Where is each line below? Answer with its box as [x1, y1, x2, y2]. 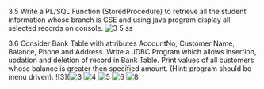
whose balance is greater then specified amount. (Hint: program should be [8, 64, 252, 73]
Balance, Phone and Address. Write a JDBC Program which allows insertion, [8, 47, 257, 56]
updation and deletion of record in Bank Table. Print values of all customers [8, 55, 254, 65]
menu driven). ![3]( [8, 72, 70, 81]
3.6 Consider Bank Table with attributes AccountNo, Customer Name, [8, 39, 235, 48]
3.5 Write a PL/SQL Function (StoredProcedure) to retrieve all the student [8, 7, 247, 16]
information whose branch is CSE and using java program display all [8, 15, 231, 24]
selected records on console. [8, 24, 104, 32]
